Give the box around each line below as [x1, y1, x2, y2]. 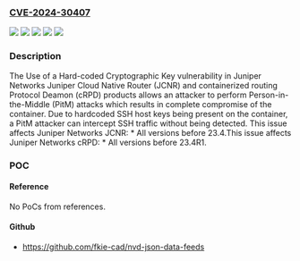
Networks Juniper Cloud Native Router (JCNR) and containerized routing [9, 80, 278, 90]
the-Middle [9, 98, 51, 109]
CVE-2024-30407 [9, 6, 91, 19]
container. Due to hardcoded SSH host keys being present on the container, [9, 108, 288, 119]
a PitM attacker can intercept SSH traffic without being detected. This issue [9, 118, 287, 129]
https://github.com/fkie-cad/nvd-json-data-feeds [21, 241, 205, 252]
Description [9, 50, 62, 63]
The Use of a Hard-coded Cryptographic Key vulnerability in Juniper [9, 70, 262, 81]
